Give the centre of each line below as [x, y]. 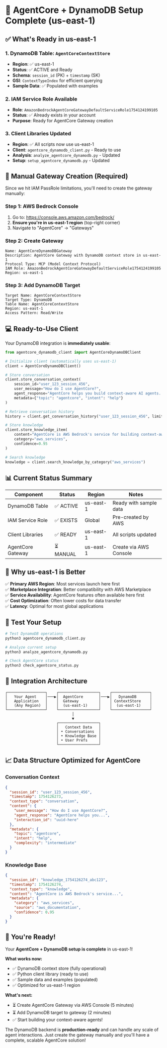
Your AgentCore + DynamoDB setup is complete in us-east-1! [69, 949]
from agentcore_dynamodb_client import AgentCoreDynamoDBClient [73, 352]
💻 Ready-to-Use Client [42, 329]
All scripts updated [134, 535]
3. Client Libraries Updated [38, 134]
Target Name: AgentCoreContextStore [43, 295]
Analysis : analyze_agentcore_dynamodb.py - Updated [66, 155]
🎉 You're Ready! [31, 937]
